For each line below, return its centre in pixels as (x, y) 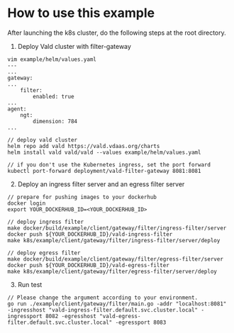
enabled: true (54, 96)
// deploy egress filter (44, 253)
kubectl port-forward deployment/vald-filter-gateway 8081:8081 (104, 171)
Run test (30, 284)
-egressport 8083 (141, 322)
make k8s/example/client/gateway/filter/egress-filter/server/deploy (112, 271)
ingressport (25, 316)
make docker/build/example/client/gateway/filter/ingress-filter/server (117, 228)
